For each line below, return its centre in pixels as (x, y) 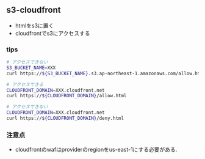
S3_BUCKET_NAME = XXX (31, 68)
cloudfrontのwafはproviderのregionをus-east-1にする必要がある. (96, 150)
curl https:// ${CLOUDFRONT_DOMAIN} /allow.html (67, 96)
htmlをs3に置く (34, 25)
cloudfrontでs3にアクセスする (52, 33)
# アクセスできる (25, 84)
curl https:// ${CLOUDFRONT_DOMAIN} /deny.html (65, 119)
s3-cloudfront (34, 10)
